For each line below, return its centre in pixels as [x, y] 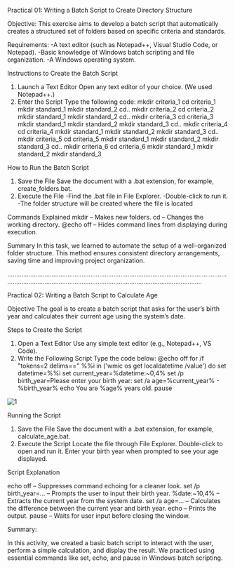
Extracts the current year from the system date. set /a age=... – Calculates [114, 501]
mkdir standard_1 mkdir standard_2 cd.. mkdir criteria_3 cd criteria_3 [115, 116]
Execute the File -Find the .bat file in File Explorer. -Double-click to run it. [123, 196]
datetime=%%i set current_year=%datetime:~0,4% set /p [101, 373]
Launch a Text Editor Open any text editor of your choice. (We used [115, 87]
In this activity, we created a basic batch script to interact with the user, [110, 543]
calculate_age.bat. [44, 436]
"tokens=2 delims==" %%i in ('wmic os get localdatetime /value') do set [122, 366]
